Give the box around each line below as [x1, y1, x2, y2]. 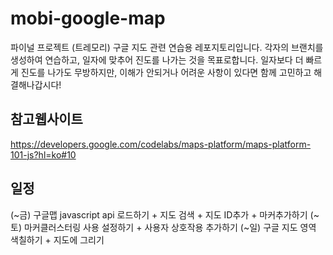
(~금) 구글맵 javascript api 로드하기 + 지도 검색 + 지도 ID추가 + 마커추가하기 [10, 208, 308, 221]
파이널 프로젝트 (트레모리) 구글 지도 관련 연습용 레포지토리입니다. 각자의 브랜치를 [10, 41, 324, 53]
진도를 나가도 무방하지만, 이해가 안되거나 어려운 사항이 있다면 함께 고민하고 [20, 66, 312, 78]
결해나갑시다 [10, 78, 60, 91]
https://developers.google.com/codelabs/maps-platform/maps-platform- [10, 138, 312, 150]
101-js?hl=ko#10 [10, 148, 77, 161]
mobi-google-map [10, 7, 166, 30]
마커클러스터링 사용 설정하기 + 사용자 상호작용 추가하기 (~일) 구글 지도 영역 [23, 221, 317, 233]
